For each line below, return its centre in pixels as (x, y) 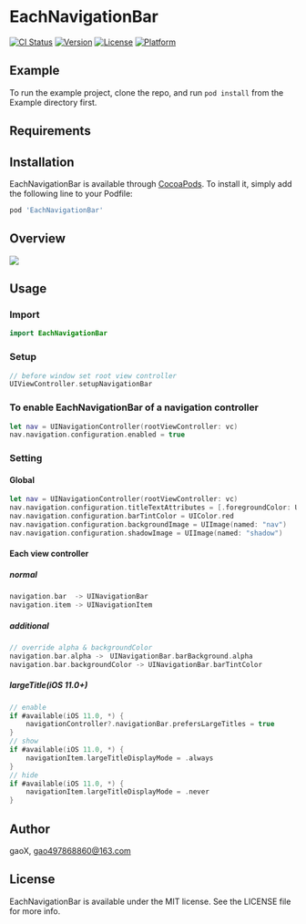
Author (30, 829)
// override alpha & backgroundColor (81, 648)
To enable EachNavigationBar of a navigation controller (134, 407)
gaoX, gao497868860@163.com (71, 850)
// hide (24, 775)
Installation (42, 162)
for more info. (35, 911)
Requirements (50, 131)
